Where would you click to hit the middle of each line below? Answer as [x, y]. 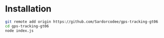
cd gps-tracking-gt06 [27, 26]
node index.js [20, 31]
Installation [28, 9]
